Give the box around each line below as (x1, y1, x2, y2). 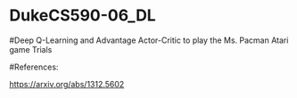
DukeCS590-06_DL (9, 5, 156, 26)
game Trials (9, 44, 53, 54)
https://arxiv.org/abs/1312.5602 (9, 78, 125, 89)
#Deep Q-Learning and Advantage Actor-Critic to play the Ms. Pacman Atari (9, 35, 289, 45)
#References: (9, 61, 59, 72)
